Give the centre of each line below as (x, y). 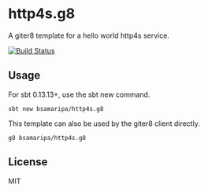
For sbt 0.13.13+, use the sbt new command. (79, 94)
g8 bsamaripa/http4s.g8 (47, 138)
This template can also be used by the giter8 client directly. (104, 124)
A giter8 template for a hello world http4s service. (89, 35)
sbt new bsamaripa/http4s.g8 (56, 109)
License (28, 162)
